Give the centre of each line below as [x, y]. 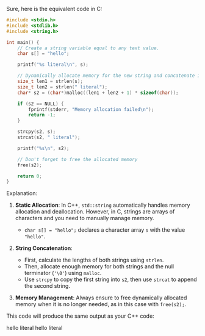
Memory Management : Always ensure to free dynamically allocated [101, 298]
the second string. [47, 286]
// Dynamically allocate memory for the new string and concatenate [106, 76]
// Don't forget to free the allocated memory [77, 159]
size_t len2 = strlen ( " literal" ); [63, 87]
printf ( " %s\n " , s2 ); [43, 148]
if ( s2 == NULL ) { [41, 104]
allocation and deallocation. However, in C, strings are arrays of [95, 212]
